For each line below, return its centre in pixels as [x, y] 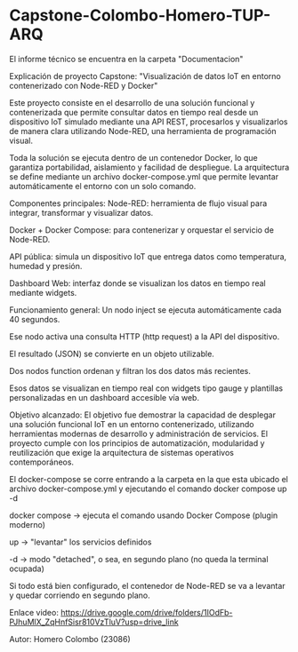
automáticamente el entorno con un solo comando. [103, 186]
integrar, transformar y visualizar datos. [81, 212]
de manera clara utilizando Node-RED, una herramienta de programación [143, 131]
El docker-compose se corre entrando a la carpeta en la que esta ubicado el [149, 479]
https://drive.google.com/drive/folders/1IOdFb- [147, 612]
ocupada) [27, 569]
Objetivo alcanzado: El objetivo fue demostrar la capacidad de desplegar [142, 415]
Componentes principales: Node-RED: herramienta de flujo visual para [138, 203]
